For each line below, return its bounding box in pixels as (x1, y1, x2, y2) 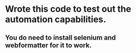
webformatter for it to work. (5, 41, 92, 50)
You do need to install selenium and (5, 33, 116, 42)
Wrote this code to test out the (5, 3, 132, 15)
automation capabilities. (5, 14, 107, 25)
